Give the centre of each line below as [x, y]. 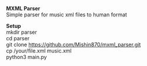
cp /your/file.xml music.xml [39, 51]
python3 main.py [26, 57]
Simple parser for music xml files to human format [67, 15]
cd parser [18, 38]
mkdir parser [21, 32]
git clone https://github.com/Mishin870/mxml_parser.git [73, 44]
